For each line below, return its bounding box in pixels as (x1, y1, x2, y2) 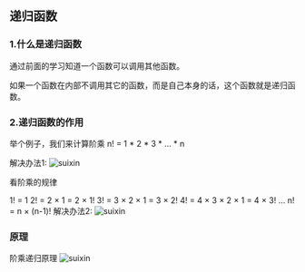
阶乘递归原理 (9, 253, 57, 264)
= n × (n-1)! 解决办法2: (9, 205, 93, 216)
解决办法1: (9, 157, 47, 168)
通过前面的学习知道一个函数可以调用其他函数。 (9, 60, 184, 71)
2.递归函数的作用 (9, 116, 84, 129)
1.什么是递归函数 (9, 38, 83, 51)
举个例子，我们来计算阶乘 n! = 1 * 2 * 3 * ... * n (9, 138, 185, 149)
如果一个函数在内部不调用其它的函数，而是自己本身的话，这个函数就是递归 (9, 80, 288, 91)
